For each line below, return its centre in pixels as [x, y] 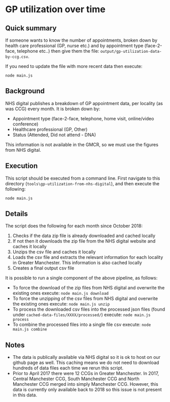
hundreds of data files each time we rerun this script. [68, 368]
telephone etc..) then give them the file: [58, 51]
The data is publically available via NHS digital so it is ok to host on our [87, 357]
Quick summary [31, 28]
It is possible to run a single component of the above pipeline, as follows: [81, 278]
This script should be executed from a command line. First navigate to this [83, 178]
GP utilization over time [55, 9]
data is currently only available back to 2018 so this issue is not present [87, 390]
